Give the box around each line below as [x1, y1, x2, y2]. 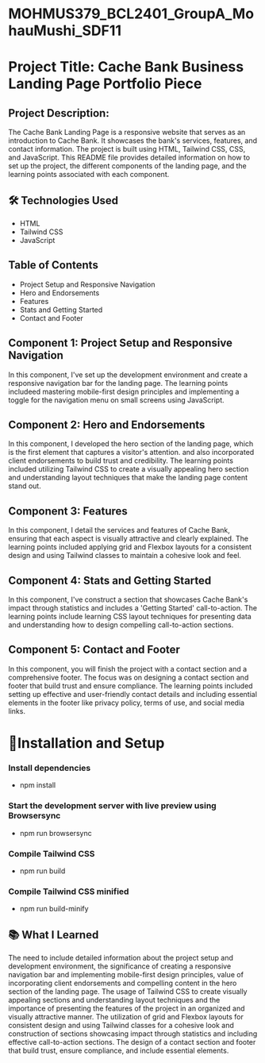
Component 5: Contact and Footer [8, 643, 181, 657]
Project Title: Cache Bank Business [8, 58, 244, 76]
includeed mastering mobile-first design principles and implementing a [8, 387, 240, 396]
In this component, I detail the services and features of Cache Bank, [8, 526, 230, 535]
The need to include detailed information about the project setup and [8, 953, 234, 963]
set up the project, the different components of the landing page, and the [8, 161, 248, 171]
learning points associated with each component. [8, 170, 170, 179]
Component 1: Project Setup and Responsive [8, 337, 232, 350]
